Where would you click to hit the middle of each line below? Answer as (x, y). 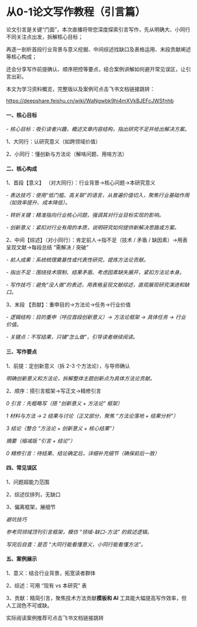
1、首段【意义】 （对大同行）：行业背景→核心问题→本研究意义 (81, 183)
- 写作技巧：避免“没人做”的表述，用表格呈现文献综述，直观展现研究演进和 (95, 285)
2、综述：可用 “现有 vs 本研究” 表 (46, 585)
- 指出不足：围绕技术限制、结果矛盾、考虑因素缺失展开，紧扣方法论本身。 (95, 272)
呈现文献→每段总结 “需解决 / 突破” (47, 247)
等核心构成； (21, 56)
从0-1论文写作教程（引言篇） (76, 12)
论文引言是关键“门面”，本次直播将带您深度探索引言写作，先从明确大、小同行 (98, 29)
